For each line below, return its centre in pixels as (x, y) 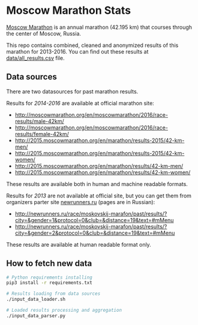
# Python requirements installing (49, 277)
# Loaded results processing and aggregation (64, 311)
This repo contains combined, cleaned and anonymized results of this (92, 45)
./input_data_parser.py (36, 316)
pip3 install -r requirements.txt (49, 283)
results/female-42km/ (42, 134)
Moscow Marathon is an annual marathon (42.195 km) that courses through (99, 27)
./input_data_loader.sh (36, 299)
